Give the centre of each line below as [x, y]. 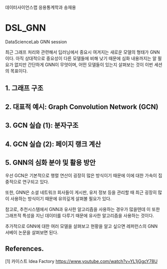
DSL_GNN [26, 28]
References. [24, 249]
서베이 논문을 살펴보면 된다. [32, 232]
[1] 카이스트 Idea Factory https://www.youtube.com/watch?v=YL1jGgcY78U [82, 261]
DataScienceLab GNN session [36, 42]
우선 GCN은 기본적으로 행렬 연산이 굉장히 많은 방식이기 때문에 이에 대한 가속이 [81, 176]
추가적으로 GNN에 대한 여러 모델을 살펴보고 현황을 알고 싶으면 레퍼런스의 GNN [82, 226]
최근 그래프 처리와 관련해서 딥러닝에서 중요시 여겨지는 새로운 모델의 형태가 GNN [83, 52]
